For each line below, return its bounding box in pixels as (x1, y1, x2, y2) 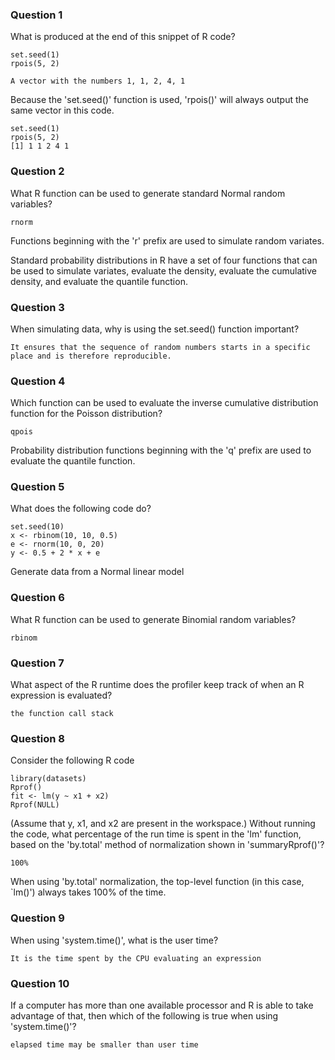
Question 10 (10, 976, 70, 990)
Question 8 (10, 732, 65, 745)
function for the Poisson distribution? (10, 408, 163, 420)
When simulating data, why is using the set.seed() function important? (10, 323, 300, 335)
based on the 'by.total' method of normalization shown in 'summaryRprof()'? (10, 839, 325, 851)
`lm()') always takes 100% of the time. (10, 886, 167, 898)
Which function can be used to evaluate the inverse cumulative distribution (10, 397, 319, 409)
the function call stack (10, 709, 114, 719)
